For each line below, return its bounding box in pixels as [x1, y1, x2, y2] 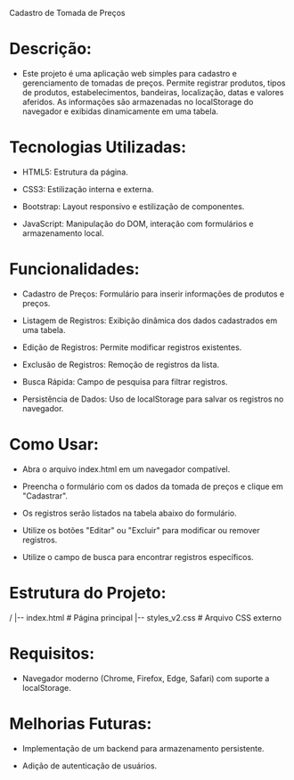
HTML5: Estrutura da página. [21, 167, 129, 177]
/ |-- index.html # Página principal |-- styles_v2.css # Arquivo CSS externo [9, 612, 282, 622]
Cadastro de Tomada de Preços [9, 8, 126, 18]
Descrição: [9, 39, 92, 59]
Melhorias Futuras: [9, 713, 152, 734]
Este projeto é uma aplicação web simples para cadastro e [21, 68, 238, 78]
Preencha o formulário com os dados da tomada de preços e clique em [21, 481, 283, 492]
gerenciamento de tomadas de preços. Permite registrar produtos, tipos [21, 77, 286, 88]
